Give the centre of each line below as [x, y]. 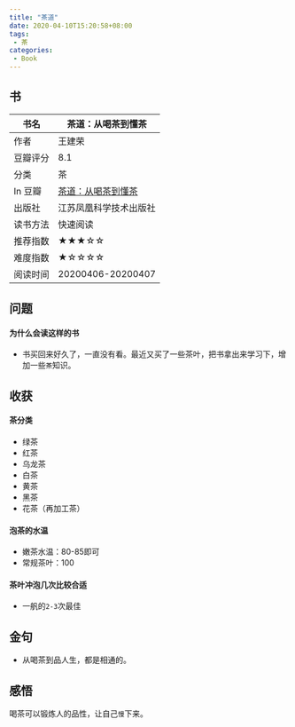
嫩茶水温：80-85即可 [61, 552]
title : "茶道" [34, 17]
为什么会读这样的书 [44, 333]
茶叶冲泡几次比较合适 [48, 585]
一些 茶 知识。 [53, 366]
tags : [19, 34]
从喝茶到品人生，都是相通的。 [76, 660]
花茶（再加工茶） [53, 508]
